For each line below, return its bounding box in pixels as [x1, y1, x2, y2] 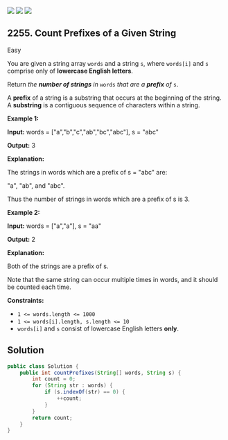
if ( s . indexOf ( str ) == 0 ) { [44, 389, 126, 396]
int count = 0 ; [32, 376, 76, 382]
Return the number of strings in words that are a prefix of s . [7, 80, 179, 88]
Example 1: [7, 114, 40, 123]
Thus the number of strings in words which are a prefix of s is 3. [7, 195, 191, 203]
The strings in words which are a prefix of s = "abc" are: [7, 168, 168, 176]
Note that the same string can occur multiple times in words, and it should [7, 275, 218, 283]
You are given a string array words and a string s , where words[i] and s [7, 59, 209, 67]
